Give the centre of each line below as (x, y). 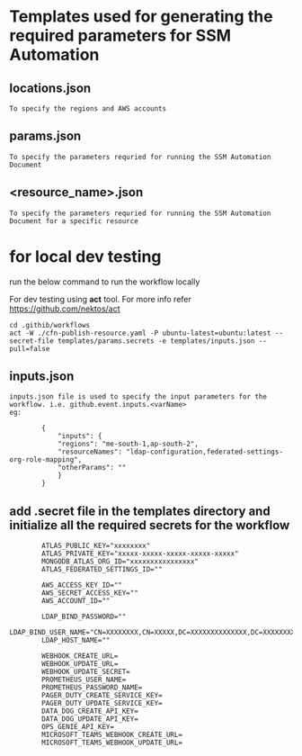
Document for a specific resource (74, 221)
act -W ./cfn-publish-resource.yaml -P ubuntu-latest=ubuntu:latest (140, 333)
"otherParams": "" (92, 468)
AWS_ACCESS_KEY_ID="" (82, 585)
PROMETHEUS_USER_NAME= (84, 680)
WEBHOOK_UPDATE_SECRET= (86, 672)
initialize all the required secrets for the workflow (150, 525)
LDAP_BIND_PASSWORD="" (84, 617)
